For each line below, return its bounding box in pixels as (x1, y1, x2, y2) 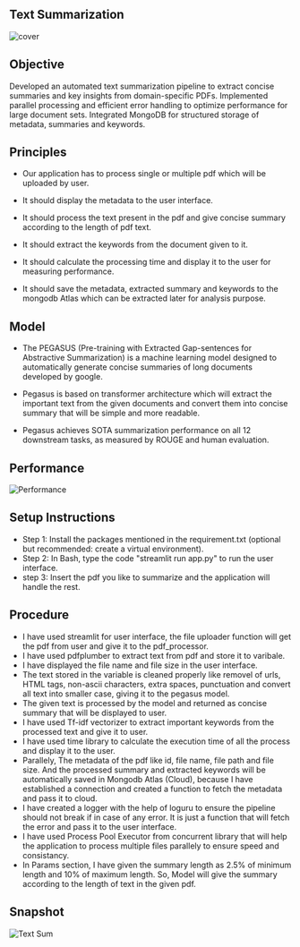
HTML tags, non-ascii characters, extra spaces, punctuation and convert (21, 678, 291, 689)
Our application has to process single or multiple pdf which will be (21, 168, 267, 179)
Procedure (9, 608, 70, 623)
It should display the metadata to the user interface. (21, 195, 213, 206)
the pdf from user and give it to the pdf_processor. (21, 640, 209, 652)
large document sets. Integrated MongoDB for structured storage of (9, 109, 260, 120)
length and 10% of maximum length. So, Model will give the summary (21, 868, 278, 880)
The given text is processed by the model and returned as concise (21, 697, 267, 708)
